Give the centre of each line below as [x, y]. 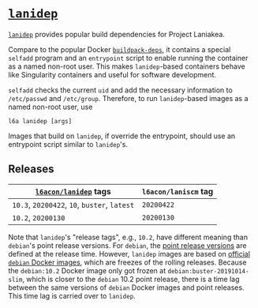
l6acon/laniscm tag [178, 191]
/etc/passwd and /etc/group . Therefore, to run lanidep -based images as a [128, 98]
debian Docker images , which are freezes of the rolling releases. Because [127, 262]
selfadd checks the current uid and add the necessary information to [120, 90]
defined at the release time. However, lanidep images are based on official [129, 254]
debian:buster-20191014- [208, 271]
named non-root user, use [50, 107]
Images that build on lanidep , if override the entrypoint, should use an [122, 136]
